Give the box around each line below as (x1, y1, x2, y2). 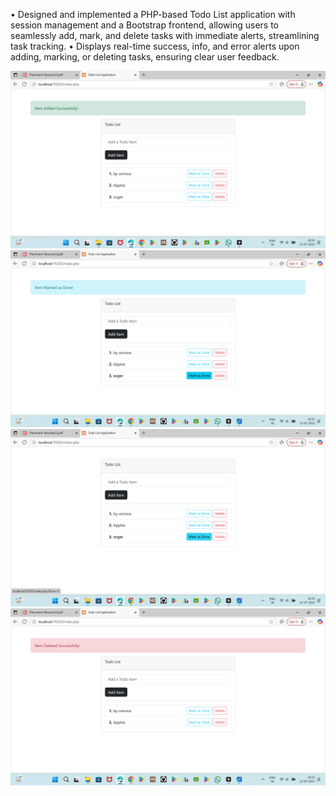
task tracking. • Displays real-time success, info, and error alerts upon (10, 40, 300, 52)
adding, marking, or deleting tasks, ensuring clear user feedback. (10, 51, 280, 63)
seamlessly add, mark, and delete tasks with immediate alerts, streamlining (10, 30, 320, 41)
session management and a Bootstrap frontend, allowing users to (10, 19, 279, 31)
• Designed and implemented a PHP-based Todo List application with (10, 9, 296, 20)
